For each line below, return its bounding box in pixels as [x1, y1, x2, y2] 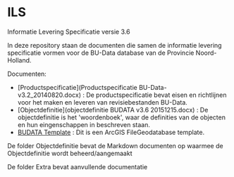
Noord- [195, 48, 217, 57]
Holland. [7, 55, 32, 64]
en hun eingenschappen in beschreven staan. [17, 120, 150, 129]
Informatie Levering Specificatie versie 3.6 [7, 27, 130, 36]
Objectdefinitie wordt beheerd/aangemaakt [7, 149, 133, 157]
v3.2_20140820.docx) [17, 91, 82, 99]
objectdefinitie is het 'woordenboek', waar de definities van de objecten [17, 113, 226, 122]
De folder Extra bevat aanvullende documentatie [7, 162, 148, 171]
